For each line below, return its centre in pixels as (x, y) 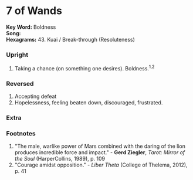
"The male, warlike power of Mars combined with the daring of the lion (100, 146)
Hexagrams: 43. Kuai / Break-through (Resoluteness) (70, 39)
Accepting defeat (35, 96)
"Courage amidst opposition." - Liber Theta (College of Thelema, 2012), (101, 165)
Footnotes (21, 134)
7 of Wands (34, 11)
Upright (17, 55)
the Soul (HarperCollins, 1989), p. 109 (60, 159)
